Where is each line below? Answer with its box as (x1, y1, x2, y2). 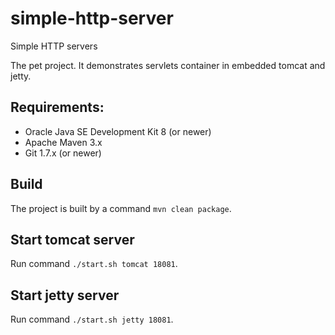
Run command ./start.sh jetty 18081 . (10, 313, 174, 326)
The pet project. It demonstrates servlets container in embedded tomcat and (10, 59, 326, 71)
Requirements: (10, 99, 105, 116)
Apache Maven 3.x (24, 136, 103, 148)
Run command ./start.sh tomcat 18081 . (10, 258, 178, 270)
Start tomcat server (10, 231, 135, 248)
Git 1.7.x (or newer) (24, 147, 102, 159)
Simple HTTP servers (10, 40, 98, 52)
